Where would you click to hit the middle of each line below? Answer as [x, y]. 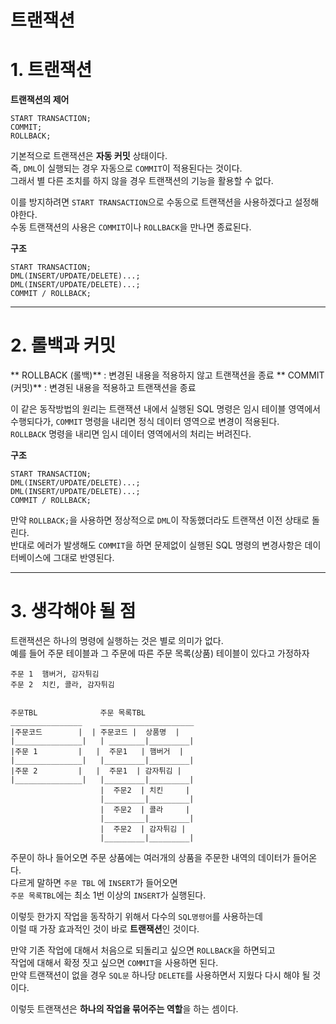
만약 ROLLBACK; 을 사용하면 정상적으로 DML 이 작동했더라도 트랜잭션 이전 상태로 [160, 520]
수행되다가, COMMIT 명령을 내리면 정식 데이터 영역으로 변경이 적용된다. [145, 422]
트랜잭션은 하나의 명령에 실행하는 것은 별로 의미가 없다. [117, 640]
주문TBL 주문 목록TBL [78, 713]
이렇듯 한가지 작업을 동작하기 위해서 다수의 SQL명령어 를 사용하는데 [136, 916]
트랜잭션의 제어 [40, 100]
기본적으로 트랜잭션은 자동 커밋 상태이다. [89, 156]
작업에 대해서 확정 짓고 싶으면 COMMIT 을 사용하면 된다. [114, 962]
